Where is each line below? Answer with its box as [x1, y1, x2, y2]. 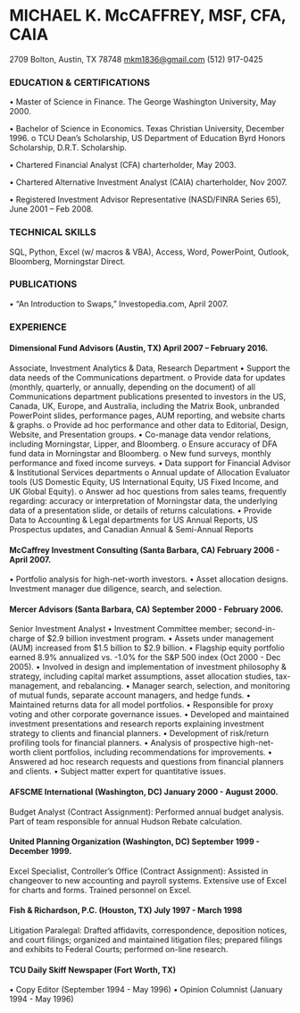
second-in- [234, 624, 276, 634]
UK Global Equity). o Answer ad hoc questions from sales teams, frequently [9, 486, 287, 497]
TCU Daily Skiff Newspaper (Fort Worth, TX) [9, 964, 177, 975]
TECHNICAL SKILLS [9, 226, 96, 239]
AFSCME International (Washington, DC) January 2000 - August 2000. [9, 786, 279, 797]
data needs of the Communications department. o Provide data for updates [9, 372, 286, 382]
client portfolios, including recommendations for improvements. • [32, 747, 272, 758]
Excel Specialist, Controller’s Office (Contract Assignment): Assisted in [9, 866, 269, 876]
